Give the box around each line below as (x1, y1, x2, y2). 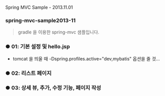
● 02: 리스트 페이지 (5, 70, 52, 77)
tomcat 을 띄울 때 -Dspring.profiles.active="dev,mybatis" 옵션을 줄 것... (12, 55, 160, 61)
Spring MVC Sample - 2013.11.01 (5, 5, 73, 10)
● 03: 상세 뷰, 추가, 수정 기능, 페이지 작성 (5, 84, 101, 91)
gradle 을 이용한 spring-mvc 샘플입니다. (17, 29, 100, 35)
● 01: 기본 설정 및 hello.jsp (5, 43, 70, 50)
